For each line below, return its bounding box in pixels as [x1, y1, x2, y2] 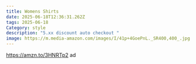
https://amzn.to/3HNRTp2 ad [6, 52, 76, 58]
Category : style [6, 24, 46, 31]
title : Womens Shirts [6, 8, 59, 15]
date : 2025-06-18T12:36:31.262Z [6, 14, 85, 20]
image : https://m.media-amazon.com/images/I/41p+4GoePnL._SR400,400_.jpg [6, 35, 191, 41]
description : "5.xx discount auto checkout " [6, 30, 119, 36]
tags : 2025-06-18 [6, 19, 49, 25]
